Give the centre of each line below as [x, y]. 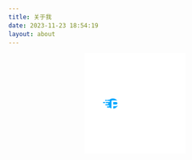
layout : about [32, 34]
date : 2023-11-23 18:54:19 [53, 25]
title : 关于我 [30, 17]
